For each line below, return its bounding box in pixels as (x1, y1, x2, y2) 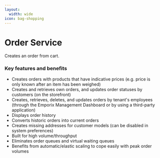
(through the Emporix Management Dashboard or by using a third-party (11, 102, 155, 108)
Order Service (4, 37, 63, 48)
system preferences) (11, 127, 54, 133)
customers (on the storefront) (11, 92, 71, 97)
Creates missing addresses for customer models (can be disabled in (11, 122, 149, 128)
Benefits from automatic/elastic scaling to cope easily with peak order (11, 143, 152, 149)
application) (11, 107, 36, 113)
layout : (4, 7, 20, 12)
